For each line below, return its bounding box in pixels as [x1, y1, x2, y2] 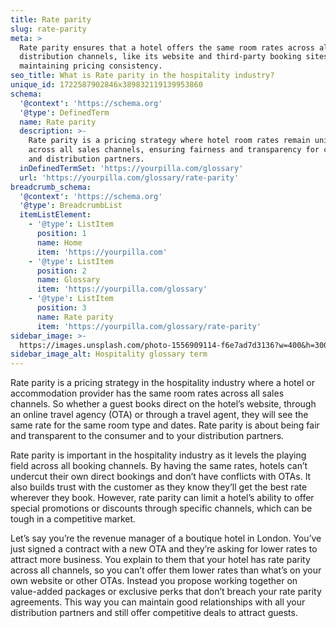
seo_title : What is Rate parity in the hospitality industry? [10, 71, 275, 81]
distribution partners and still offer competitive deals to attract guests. [10, 607, 298, 619]
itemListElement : [19, 210, 92, 220]
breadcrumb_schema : [10, 182, 92, 192]
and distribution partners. [28, 154, 145, 164]
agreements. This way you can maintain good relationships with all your [10, 596, 306, 608]
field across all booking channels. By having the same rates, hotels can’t [10, 460, 308, 472]
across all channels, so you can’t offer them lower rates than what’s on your [10, 564, 322, 576]
